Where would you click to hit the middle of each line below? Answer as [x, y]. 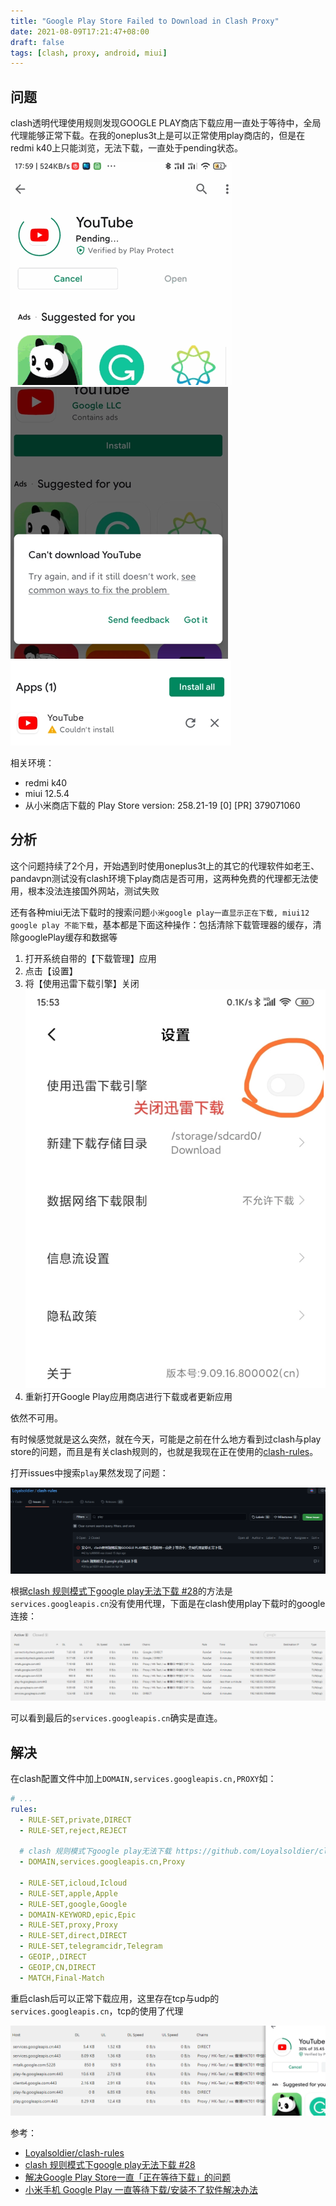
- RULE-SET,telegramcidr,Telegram [91, 1946]
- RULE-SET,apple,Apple [68, 1893]
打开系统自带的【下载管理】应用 [90, 958]
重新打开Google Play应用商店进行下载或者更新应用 [128, 1396]
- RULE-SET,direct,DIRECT [73, 1936]
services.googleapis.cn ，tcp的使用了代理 [97, 2011]
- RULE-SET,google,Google [73, 1904]
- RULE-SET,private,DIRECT [75, 1820]
